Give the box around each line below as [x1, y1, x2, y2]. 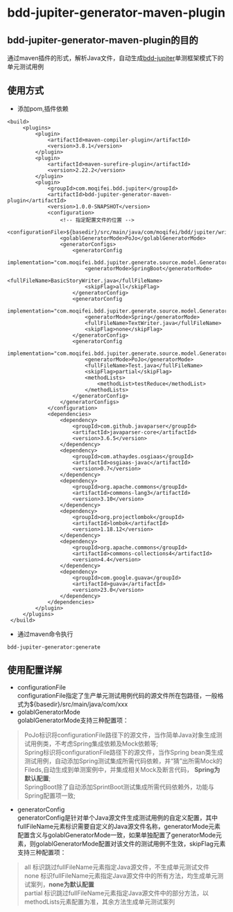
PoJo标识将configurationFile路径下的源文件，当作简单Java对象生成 [24, 730, 216, 739]
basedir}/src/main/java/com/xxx [35, 700, 128, 708]
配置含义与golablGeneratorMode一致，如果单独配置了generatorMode [17, 830, 216, 839]
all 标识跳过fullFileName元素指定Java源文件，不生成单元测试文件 [24, 863, 209, 871]
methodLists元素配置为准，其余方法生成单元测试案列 [24, 897, 175, 906]
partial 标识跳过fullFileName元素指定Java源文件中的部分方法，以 [24, 888, 209, 897]
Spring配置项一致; [24, 791, 76, 800]
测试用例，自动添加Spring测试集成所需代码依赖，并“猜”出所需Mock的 [24, 757, 223, 765]
